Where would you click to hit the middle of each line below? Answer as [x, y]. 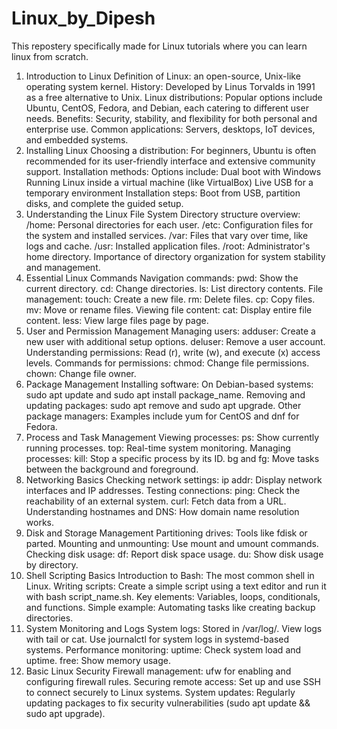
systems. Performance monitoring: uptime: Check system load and [163, 649]
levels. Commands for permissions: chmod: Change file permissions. [167, 363]
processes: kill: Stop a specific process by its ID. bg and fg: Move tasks [172, 458]
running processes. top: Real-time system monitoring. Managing [158, 448]
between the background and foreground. [112, 469]
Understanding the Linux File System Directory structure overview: [163, 214]
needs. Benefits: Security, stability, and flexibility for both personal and [171, 118]
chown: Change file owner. [81, 373]
